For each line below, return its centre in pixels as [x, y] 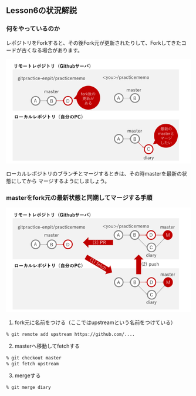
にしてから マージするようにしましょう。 [60, 181]
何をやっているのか [33, 29]
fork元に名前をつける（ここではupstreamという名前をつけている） [95, 322]
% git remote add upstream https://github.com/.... [70, 334]
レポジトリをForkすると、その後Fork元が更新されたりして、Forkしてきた [94, 42]
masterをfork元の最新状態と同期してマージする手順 [79, 197]
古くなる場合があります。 [52, 50]
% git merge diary [28, 387]
